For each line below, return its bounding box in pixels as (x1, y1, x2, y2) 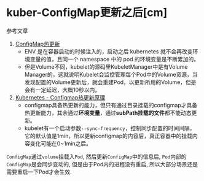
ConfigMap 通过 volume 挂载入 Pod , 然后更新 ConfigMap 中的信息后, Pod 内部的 (6, 153, 187, 160)
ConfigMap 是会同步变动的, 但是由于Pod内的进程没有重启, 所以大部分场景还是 (6, 160, 198, 168)
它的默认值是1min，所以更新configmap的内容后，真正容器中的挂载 (24, 132, 192, 139)
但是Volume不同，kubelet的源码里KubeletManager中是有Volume (24, 63, 189, 71)
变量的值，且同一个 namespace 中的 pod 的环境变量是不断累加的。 (29, 55, 200, 63)
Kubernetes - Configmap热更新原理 (15, 93, 106, 101)
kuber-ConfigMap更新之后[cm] (6, 6, 168, 20)
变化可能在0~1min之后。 (29, 139, 92, 147)
